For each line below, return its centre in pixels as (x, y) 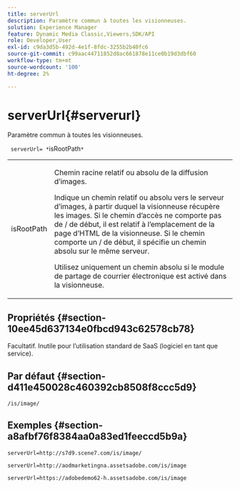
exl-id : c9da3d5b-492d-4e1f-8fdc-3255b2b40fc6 (78, 47)
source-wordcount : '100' (44, 67)
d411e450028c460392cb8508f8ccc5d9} (102, 387)
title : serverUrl (33, 14)
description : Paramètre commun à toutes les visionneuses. (97, 21)
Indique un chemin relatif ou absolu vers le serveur (139, 198)
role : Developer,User (40, 41)
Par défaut (31, 376)
